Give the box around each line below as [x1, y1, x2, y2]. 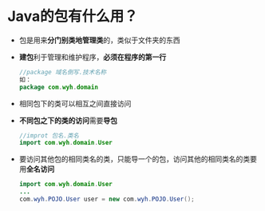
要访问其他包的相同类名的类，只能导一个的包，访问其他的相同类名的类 [18, 154, 251, 164]
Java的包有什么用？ [7, 7, 138, 26]
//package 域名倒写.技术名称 [18, 68, 107, 76]
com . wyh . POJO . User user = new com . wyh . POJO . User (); [18, 195, 195, 204]
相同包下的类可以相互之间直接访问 [18, 98, 132, 108]
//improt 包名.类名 [18, 131, 79, 140]
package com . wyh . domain [18, 83, 99, 91]
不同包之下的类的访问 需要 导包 [18, 115, 117, 125]
